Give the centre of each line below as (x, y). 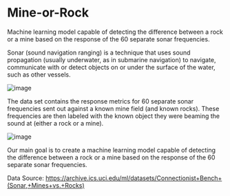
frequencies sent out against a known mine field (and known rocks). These (113, 108)
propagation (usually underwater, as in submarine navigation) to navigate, (112, 59)
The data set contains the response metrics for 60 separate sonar (101, 101)
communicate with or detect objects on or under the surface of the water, (111, 67)
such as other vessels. (39, 75)
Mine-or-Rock (48, 13)
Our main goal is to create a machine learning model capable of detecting (111, 150)
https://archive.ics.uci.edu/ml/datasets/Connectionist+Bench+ (134, 178)
